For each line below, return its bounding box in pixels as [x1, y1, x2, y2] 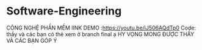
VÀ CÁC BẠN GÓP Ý [6, 37, 57, 44]
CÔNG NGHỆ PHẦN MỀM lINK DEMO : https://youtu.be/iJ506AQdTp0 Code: [6, 24, 197, 31]
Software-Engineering [6, 4, 122, 18]
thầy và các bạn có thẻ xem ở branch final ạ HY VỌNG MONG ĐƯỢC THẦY [6, 30, 194, 37]
